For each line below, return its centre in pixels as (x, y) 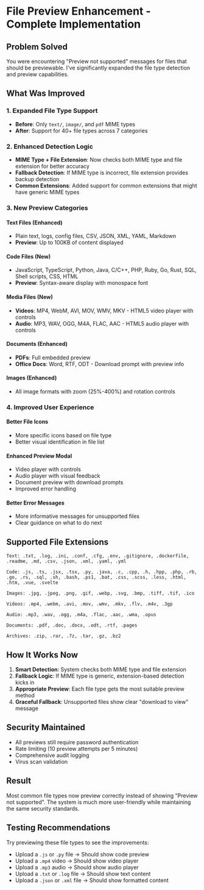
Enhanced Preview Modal (39, 456)
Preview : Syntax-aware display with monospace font (82, 283)
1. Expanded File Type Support (52, 111)
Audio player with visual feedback (58, 476)
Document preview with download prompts (69, 483)
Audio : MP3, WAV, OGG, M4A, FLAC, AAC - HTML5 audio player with (102, 323)
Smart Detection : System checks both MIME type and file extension (101, 670)
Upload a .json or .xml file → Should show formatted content (92, 880)
